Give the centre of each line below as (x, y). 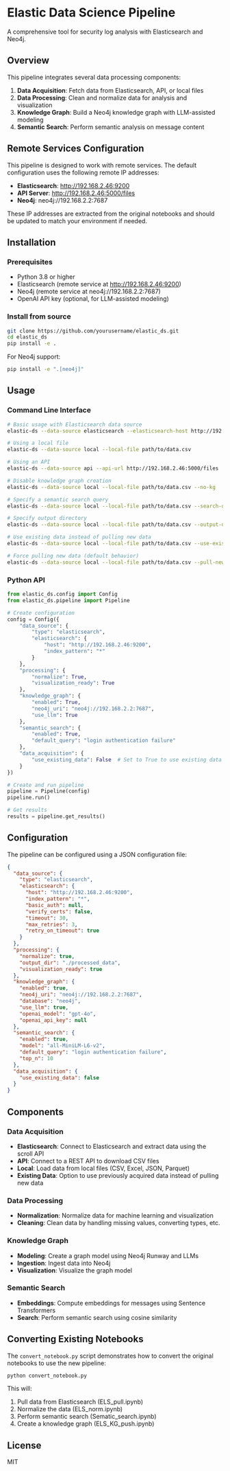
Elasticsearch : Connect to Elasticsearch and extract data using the (112, 1146)
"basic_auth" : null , (54, 905)
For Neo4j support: (34, 357)
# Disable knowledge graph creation (59, 481)
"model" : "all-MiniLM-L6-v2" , (63, 1046)
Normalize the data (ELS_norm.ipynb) (70, 1409)
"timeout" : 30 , (47, 918)
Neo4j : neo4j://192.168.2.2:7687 (62, 200)
